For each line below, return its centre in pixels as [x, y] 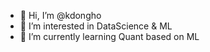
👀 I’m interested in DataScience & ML [96, 26]
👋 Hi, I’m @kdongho [60, 15]
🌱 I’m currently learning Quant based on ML [109, 36]
